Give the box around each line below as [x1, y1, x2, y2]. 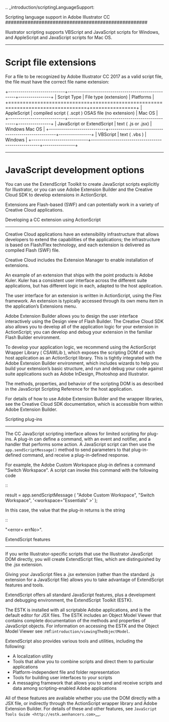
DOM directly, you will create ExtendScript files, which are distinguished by [5, 556, 161, 562]
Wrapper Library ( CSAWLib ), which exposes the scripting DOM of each [5, 349, 155, 355]
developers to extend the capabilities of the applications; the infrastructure [5, 236, 160, 242]
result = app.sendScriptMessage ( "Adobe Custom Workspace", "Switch [5, 492, 155, 498]
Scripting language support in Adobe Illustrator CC [5, 14, 110, 20]
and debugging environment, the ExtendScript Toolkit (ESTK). [5, 597, 133, 603]
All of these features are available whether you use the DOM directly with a [5, 695, 160, 701]
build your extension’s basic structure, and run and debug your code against [5, 365, 163, 372]
